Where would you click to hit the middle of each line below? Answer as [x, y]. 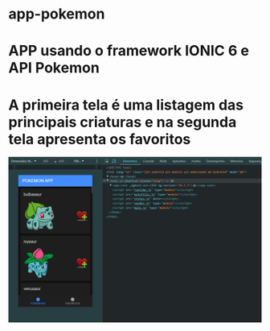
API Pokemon [54, 68]
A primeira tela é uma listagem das [126, 105]
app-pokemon [57, 14]
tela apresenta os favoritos [100, 139]
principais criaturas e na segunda [123, 122]
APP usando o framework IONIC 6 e [129, 51]
